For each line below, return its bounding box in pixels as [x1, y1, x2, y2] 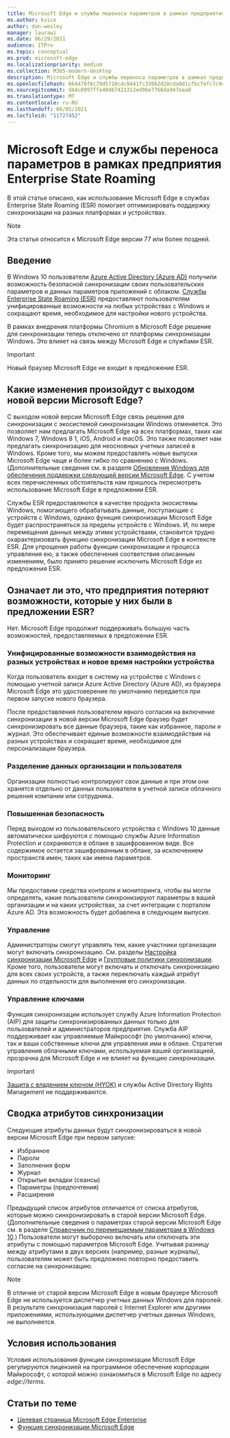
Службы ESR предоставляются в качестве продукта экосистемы [7, 499, 198, 507]
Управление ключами [7, 995, 84, 1004]
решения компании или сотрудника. [7, 791, 114, 800]
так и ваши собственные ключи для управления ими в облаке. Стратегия [7, 1039, 222, 1047]
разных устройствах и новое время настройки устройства [7, 657, 215, 666]
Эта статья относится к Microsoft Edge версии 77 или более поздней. [7, 235, 211, 243]
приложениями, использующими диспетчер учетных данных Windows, [7, 1310, 216, 1319]
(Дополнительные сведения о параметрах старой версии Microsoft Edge [7, 1218, 221, 1226]
